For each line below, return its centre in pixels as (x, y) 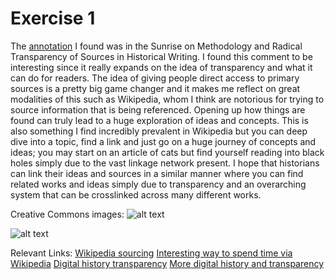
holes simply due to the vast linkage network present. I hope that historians (165, 163)
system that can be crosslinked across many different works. (136, 194)
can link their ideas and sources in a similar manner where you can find (157, 173)
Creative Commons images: (67, 214)
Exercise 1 (53, 18)
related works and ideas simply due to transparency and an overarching (158, 184)
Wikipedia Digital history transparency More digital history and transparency (167, 263)
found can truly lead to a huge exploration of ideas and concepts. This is (159, 120)
